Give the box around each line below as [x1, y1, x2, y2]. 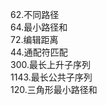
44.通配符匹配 [10, 46, 68, 58]
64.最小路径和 [10, 21, 68, 33]
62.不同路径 [10, 9, 60, 20]
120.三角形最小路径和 [10, 84, 98, 95]
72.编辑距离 [10, 34, 59, 45]
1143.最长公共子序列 [10, 71, 93, 83]
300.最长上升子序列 [10, 59, 91, 70]
